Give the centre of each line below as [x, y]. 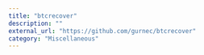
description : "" [35, 23]
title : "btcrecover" [43, 16]
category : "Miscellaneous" [54, 38]
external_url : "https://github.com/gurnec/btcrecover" [102, 31]
